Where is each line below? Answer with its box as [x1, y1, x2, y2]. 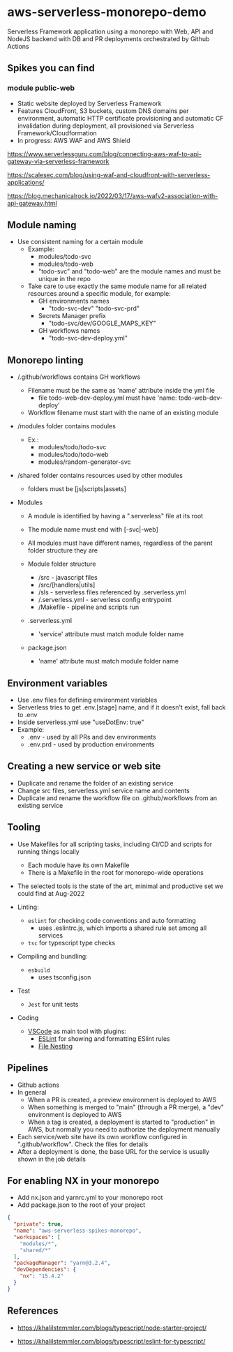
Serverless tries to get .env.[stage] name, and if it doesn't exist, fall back [17, 703, 226, 712]
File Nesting [38, 1042, 73, 1050]
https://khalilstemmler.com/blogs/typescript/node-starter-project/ [17, 1323, 207, 1332]
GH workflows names [38, 326, 100, 335]
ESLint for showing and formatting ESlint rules [38, 1034, 170, 1043]
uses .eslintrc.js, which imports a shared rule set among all [38, 924, 207, 932]
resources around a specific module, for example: [27, 290, 171, 298]
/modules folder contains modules [17, 422, 116, 430]
